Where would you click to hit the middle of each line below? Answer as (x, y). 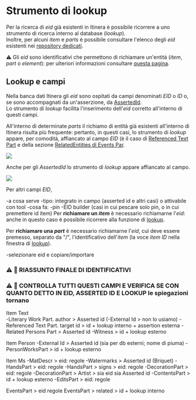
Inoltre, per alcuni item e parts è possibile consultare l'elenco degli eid (91, 39)
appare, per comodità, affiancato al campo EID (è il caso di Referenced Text (97, 138)
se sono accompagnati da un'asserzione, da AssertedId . (74, 102)
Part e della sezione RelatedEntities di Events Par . (66, 144)
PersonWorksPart (27, 349)
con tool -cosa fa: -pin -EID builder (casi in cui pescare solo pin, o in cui (93, 207)
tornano (18, 300)
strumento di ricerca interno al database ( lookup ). (66, 33)
